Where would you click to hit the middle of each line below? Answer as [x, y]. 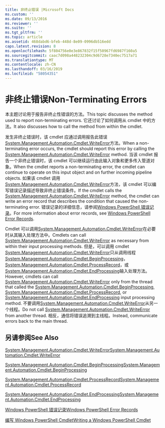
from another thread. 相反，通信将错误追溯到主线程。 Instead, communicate [82, 315]
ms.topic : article [24, 37]
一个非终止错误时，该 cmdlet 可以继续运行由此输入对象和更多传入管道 [80, 160]
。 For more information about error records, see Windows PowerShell [80, 213]
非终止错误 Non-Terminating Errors [76, 100]
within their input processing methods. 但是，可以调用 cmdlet [67, 246]
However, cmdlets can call [32, 276]
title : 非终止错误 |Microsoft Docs [40, 10]
